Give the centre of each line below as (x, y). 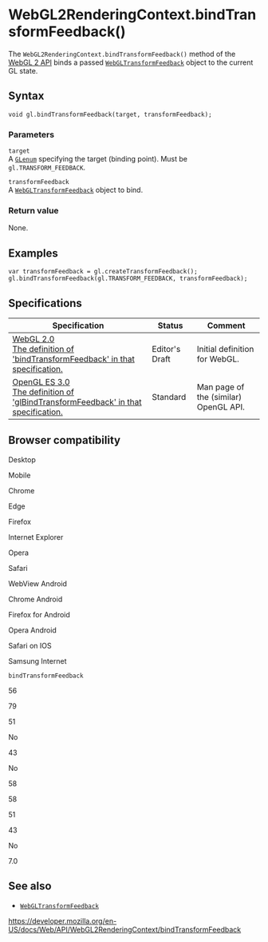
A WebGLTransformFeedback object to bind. (76, 190)
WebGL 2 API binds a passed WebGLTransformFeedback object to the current (131, 62)
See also (30, 886)
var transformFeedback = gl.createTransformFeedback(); (103, 272)
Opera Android (33, 630)
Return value (33, 210)
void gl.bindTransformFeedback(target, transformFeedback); (110, 114)
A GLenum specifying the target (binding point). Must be (98, 159)
